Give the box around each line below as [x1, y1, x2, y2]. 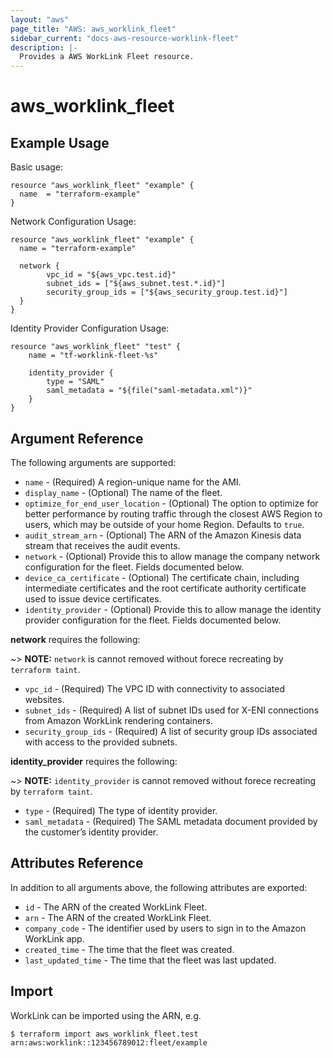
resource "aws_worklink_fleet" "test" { [10, 342, 182, 352]
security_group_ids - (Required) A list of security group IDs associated [24, 725, 318, 737]
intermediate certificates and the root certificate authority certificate [24, 582, 307, 594]
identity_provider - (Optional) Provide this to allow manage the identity [24, 603, 322, 615]
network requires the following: [10, 633, 141, 645]
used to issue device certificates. [24, 592, 162, 605]
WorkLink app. [24, 932, 85, 945]
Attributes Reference [10, 855, 144, 872]
